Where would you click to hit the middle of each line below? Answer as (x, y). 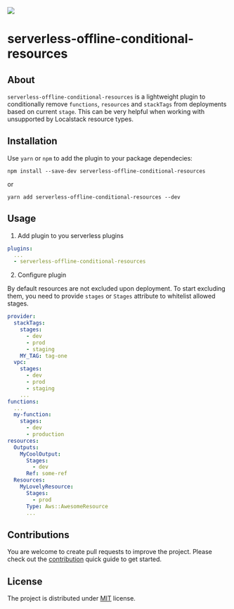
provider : (22, 317)
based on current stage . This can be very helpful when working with (106, 112)
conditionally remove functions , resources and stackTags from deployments (117, 104)
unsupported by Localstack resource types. (70, 119)
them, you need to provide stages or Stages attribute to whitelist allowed (111, 296)
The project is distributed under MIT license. (71, 598)
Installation (32, 141)
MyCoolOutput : (40, 454)
